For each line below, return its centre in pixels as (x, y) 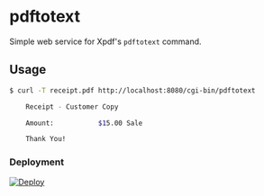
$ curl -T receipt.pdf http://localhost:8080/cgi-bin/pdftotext (132, 90)
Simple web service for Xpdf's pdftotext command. (105, 41)
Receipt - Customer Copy (72, 107)
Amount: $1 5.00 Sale (84, 123)
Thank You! (46, 139)
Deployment (37, 162)
